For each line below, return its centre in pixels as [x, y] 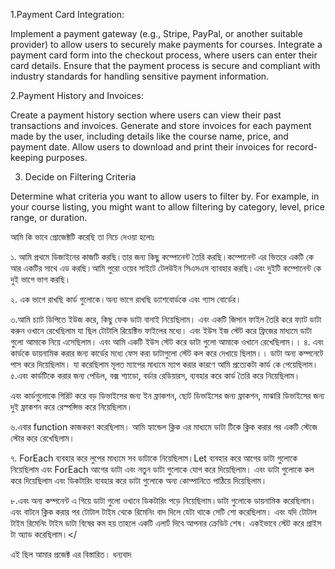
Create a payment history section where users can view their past [146, 115]
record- [302, 147]
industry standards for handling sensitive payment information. [140, 76]
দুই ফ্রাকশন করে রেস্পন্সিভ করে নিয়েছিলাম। [71, 407]
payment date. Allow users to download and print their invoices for [147, 147]
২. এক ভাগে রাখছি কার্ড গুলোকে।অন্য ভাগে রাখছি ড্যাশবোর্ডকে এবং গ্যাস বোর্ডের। [126, 299]
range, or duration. [49, 217]
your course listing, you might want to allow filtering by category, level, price [167, 207]
